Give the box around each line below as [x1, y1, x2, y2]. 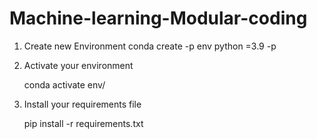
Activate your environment [23, 59, 134, 71]
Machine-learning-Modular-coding [9, 7, 308, 30]
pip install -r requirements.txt [23, 117, 144, 129]
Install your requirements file [23, 98, 142, 110]
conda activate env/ [23, 78, 106, 91]
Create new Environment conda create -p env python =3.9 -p [23, 40, 277, 52]
